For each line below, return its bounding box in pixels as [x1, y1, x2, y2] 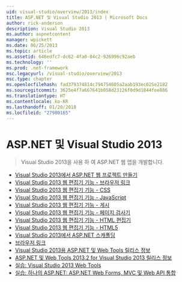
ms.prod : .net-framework [6, 64, 68, 71]
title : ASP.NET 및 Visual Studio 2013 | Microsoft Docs [6, 14, 148, 20]
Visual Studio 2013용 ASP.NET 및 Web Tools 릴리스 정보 [14, 246, 151, 254]
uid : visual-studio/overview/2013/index [6, 8, 109, 15]
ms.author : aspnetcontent [6, 31, 71, 37]
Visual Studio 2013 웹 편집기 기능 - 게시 [14, 201, 110, 208]
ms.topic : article [6, 48, 52, 54]
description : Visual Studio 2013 [6, 25, 90, 32]
